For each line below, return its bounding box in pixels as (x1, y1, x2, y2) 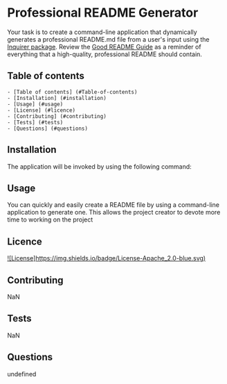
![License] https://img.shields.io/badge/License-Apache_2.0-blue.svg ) (7, 254, 206, 262)
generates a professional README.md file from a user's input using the (7, 35, 210, 43)
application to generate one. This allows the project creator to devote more (7, 208, 221, 217)
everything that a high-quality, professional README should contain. (7, 50, 203, 58)
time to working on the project (7, 215, 93, 224)
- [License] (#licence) (7, 106, 76, 114)
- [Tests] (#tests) (7, 119, 64, 126)
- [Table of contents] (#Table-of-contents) (7, 88, 138, 95)
